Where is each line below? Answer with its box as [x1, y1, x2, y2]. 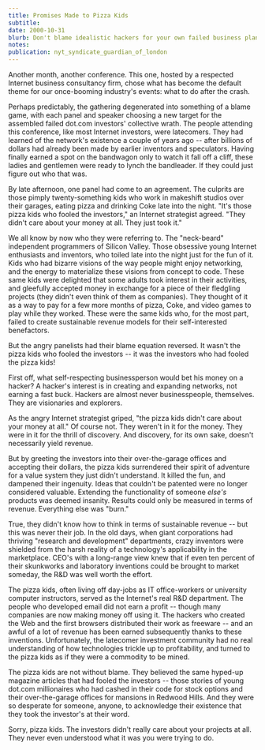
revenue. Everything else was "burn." [8, 504, 129, 513]
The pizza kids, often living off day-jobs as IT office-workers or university [8, 585, 247, 594]
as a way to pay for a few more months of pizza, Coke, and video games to [8, 301, 252, 309]
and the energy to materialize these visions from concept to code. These [8, 267, 244, 276]
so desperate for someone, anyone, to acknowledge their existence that [8, 701, 242, 711]
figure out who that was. [8, 169, 88, 178]
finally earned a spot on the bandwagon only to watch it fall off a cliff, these [8, 152, 254, 162]
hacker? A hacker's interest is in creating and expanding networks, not [8, 381, 238, 391]
